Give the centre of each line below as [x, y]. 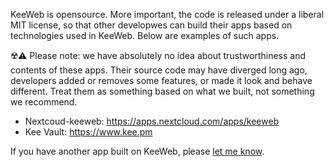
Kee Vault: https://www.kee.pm [88, 132]
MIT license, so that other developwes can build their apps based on [151, 25]
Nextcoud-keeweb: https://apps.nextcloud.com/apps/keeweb [152, 121]
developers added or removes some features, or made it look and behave [161, 80]
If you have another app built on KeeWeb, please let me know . [137, 151]
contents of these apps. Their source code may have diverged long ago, [159, 70]
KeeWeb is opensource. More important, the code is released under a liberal [167, 14]
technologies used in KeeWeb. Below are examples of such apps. [145, 35]
